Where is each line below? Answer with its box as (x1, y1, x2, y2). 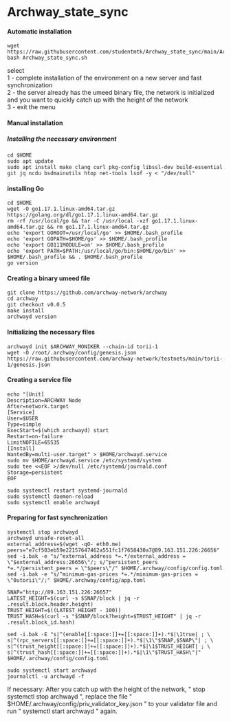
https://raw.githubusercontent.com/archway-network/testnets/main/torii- (7, 355, 223, 362)
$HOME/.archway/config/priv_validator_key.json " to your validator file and (7, 699, 218, 708)
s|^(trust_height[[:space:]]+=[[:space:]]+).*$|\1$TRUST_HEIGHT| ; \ (7, 643, 211, 650)
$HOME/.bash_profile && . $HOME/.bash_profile (7, 253, 143, 261)
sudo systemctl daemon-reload (7, 493, 94, 500)
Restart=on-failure (7, 433, 63, 440)
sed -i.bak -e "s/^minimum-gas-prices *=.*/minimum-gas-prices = (7, 571, 198, 578)
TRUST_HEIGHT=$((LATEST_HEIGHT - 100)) (7, 607, 122, 613)
